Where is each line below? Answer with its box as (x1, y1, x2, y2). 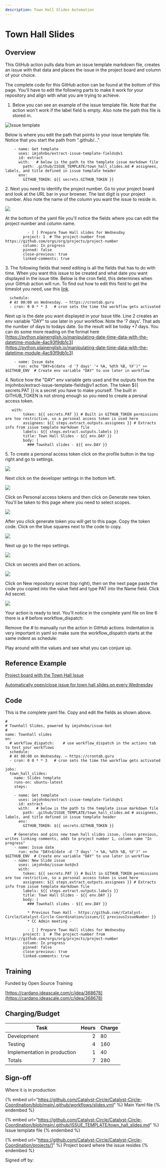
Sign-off (5, 1074, 32, 1082)
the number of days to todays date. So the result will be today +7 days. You (5, 323, 159, 329)
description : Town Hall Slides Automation (5, 7, 94, 12)
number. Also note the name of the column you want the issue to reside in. (5, 196, 157, 202)
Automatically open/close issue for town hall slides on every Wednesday (5, 682, 153, 688)
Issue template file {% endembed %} (5, 1127, 81, 1133)
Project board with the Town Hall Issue (5, 672, 84, 678)
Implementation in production (7, 1048, 76, 1055)
